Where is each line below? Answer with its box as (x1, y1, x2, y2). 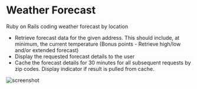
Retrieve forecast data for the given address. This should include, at (14, 34, 180, 41)
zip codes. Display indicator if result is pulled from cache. (14, 65, 155, 72)
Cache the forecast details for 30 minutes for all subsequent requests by (14, 59, 191, 66)
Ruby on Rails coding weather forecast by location (6, 23, 129, 30)
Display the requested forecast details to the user (14, 53, 135, 60)
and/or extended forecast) (14, 46, 79, 53)
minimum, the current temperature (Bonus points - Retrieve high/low (14, 40, 181, 47)
